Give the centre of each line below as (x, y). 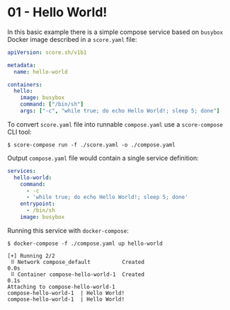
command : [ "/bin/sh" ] (52, 104)
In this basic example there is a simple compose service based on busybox (115, 32)
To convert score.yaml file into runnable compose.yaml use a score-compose (115, 124)
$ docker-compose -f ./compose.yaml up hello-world (85, 243)
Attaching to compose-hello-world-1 (61, 287)
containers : (25, 85)
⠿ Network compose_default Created (77, 262)
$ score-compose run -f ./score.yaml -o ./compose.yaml (91, 145)
